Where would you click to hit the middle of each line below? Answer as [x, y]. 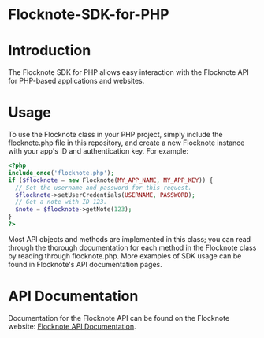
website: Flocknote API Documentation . [72, 326]
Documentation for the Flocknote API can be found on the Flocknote [119, 318]
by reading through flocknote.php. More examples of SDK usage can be [125, 256]
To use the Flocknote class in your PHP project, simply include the [115, 135]
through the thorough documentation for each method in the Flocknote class [132, 247]
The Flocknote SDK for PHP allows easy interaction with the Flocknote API [129, 72]
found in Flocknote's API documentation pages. [86, 264]
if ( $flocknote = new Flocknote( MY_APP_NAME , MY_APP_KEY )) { [111, 180]
